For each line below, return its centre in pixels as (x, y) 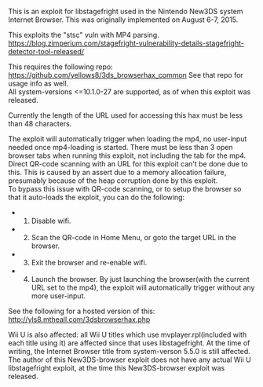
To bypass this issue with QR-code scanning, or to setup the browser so (125, 189)
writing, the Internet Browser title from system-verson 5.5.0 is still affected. (130, 351)
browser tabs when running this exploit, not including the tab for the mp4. (127, 155)
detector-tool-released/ (46, 51)
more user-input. (58, 296)
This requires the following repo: (60, 67)
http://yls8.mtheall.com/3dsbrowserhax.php (79, 319)
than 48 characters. (40, 124)
